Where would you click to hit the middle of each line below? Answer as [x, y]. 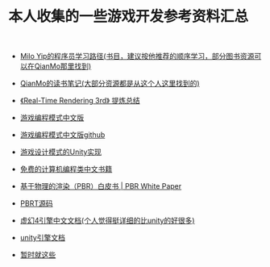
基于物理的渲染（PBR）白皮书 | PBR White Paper [101, 186]
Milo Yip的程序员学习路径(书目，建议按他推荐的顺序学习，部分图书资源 [137, 56]
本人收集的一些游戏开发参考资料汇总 [129, 17]
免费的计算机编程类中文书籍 [66, 169]
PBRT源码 [36, 203]
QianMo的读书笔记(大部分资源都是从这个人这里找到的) [110, 83]
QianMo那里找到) [63, 66]
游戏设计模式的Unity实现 [61, 152]
